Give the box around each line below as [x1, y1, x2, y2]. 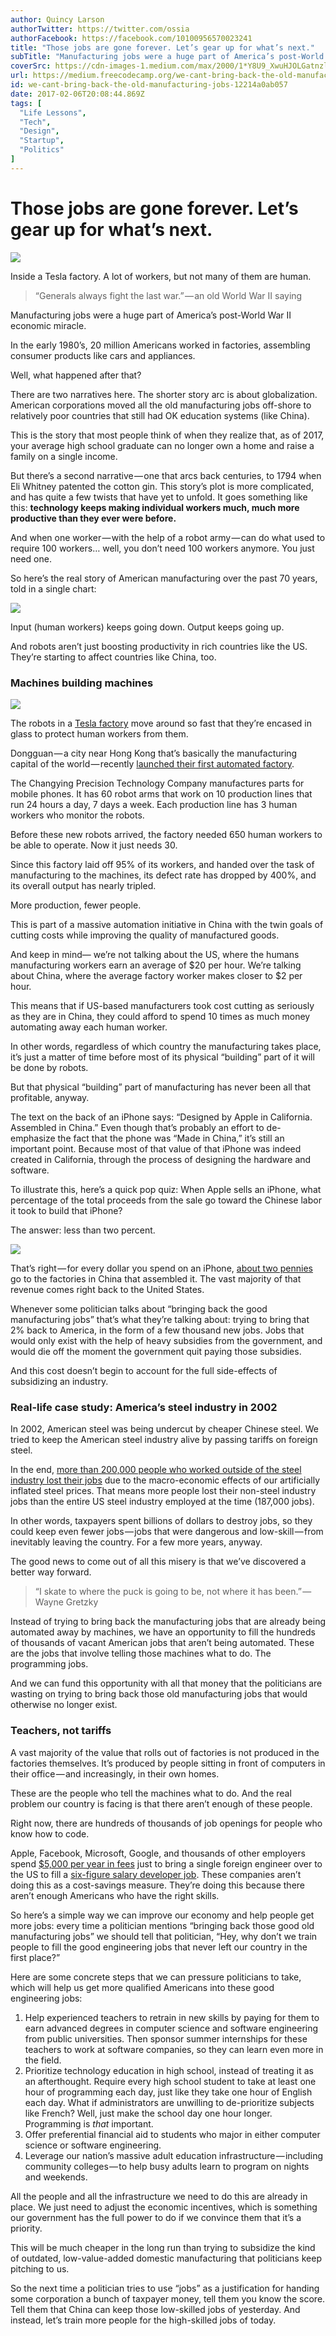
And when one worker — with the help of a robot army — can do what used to [10, 531, 326, 543]
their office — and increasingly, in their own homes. [10, 1767, 220, 1780]
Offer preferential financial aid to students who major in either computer [24, 2128, 321, 2140]
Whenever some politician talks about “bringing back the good [10, 1302, 268, 1315]
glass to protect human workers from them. [10, 727, 189, 740]
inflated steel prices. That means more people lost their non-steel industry [10, 1485, 317, 1497]
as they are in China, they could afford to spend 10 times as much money [10, 1010, 311, 1022]
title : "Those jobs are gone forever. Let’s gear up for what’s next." [10, 42, 315, 53]
